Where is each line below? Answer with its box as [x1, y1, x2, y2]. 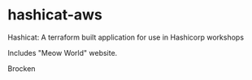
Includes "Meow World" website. [7, 48, 118, 57]
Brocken [7, 63, 36, 74]
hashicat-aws [7, 6, 103, 24]
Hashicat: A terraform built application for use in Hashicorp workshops [7, 32, 245, 42]
